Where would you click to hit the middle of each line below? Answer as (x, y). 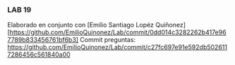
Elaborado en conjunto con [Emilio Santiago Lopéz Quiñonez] (96, 25)
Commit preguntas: (108, 40)
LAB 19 (19, 10)
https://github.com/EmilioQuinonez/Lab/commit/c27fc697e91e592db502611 (117, 48)
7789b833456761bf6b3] (43, 40)
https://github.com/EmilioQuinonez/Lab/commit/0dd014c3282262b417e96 (118, 32)
